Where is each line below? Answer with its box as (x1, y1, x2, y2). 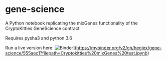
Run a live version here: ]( (5, 44, 77, 50)
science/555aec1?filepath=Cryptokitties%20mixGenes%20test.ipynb (5, 50, 148, 56)
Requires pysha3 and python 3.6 (5, 35, 73, 41)
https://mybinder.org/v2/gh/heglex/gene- (76, 44, 162, 50)
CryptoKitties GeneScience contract (5, 25, 80, 31)
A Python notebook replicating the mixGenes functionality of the (5, 20, 138, 26)
